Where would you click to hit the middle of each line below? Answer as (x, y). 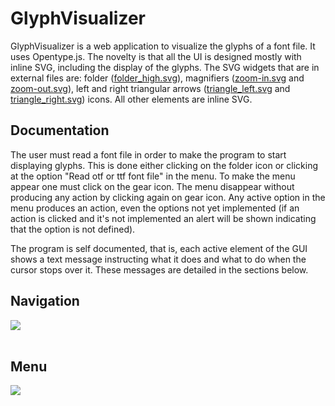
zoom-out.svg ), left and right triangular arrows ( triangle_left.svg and (150, 88)
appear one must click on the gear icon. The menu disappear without (152, 186)
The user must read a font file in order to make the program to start (148, 154)
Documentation (60, 130)
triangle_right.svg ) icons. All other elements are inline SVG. (131, 99)
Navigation (45, 301)
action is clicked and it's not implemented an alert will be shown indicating (163, 218)
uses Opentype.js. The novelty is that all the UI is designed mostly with (156, 56)
